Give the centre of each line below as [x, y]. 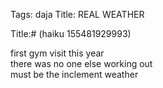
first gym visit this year [57, 53]
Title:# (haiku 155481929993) [71, 33]
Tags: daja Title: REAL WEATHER [77, 14]
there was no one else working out [81, 63]
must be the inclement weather [74, 74]
